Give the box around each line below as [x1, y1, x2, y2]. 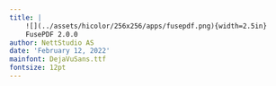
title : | [9, 13, 42, 22]
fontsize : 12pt [9, 64, 67, 73]
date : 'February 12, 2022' [9, 47, 111, 56]
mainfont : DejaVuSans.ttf [9, 55, 106, 64]
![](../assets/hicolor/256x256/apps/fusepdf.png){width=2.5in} [25, 21, 268, 30]
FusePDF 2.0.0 [25, 30, 78, 39]
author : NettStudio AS [9, 38, 94, 47]
